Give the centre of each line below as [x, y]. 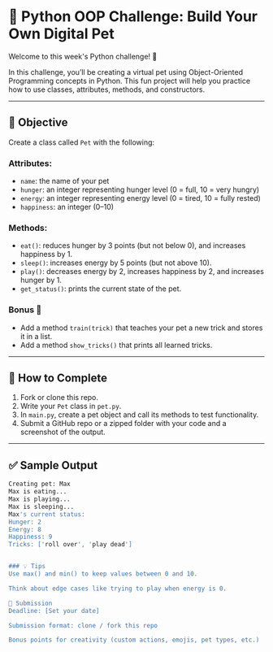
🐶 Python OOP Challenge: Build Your [133, 17]
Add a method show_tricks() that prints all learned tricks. [116, 345]
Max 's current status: [47, 514]
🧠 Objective [38, 122]
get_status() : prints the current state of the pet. [101, 289]
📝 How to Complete [58, 378]
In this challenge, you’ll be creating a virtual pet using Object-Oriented [126, 72]
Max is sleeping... [41, 506]
